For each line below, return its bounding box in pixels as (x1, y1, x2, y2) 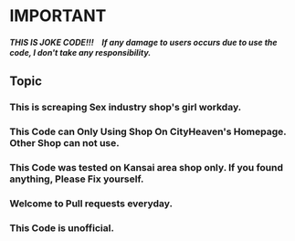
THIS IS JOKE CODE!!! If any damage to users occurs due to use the (9, 37, 278, 47)
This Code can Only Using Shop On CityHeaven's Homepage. (9, 125, 287, 138)
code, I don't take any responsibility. (9, 47, 152, 58)
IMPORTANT (9, 5, 107, 26)
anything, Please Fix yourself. (9, 173, 144, 185)
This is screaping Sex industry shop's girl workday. (9, 101, 242, 114)
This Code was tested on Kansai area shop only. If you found (9, 162, 284, 174)
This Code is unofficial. (9, 221, 114, 234)
